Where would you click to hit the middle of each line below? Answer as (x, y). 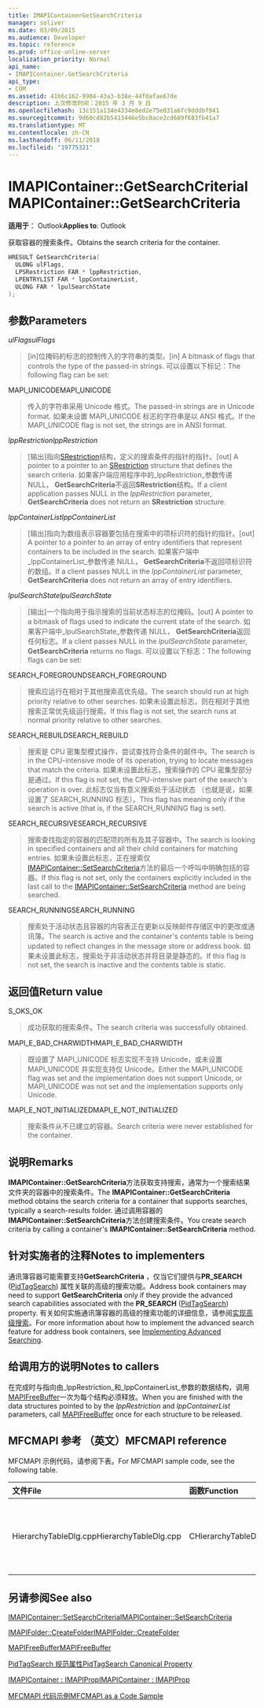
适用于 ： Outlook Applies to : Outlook (67, 226)
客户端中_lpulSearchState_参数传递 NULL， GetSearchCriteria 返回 (142, 632)
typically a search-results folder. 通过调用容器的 (86, 1210)
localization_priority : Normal (59, 60)
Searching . (26, 1339)
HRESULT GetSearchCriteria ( (54, 258)
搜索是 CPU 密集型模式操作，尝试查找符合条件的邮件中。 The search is (141, 752)
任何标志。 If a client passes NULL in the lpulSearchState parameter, (137, 641)
